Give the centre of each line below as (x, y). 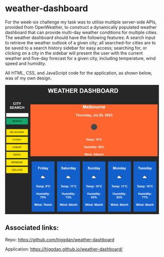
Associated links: (32, 228)
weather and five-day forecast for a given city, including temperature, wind (81, 58)
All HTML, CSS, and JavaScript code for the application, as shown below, (79, 73)
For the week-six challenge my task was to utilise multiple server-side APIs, (81, 22)
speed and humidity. (26, 63)
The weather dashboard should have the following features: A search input (80, 38)
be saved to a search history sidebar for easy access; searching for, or (76, 48)
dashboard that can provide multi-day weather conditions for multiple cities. (81, 32)
